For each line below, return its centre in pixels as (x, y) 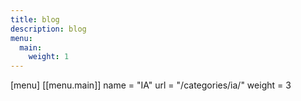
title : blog (35, 19)
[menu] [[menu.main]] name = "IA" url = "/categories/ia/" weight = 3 (151, 85)
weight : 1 (49, 57)
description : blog (48, 29)
